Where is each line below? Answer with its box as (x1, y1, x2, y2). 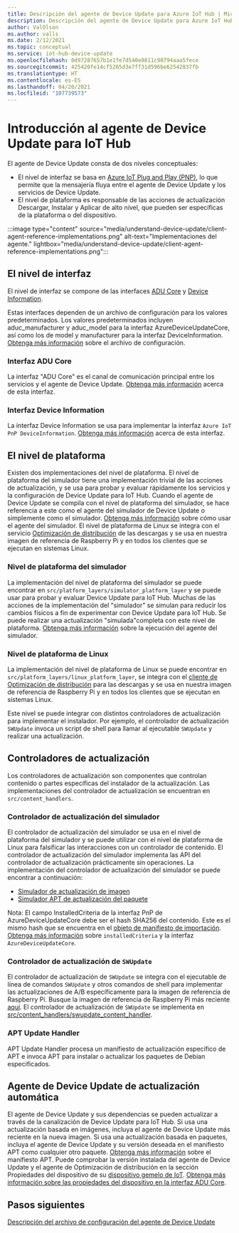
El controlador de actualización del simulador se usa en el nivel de (7, 827, 201, 836)
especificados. (7, 1059, 51, 1068)
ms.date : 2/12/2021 (7, 37, 65, 44)
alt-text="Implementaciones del (124, 232, 217, 241)
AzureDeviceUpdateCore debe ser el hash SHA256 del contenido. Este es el (7, 915, 231, 924)
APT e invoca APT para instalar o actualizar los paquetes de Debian (7, 1051, 206, 1061)
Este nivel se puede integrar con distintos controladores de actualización (7, 709, 221, 718)
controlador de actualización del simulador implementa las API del (7, 850, 201, 859)
